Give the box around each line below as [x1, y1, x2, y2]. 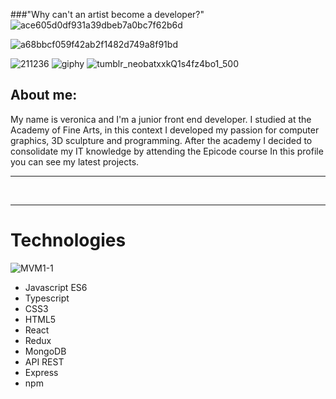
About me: [10, 87, 78, 104]
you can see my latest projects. [10, 155, 140, 168]
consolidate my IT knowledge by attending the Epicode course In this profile [10, 145, 324, 157]
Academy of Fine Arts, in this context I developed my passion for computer [10, 124, 320, 136]
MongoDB [24, 345, 67, 357]
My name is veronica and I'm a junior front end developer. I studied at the [10, 113, 312, 125]
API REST [24, 355, 65, 368]
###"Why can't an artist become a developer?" [10, 9, 205, 20]
